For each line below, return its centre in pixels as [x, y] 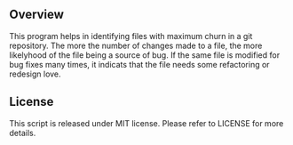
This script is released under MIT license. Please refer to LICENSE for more [146, 123]
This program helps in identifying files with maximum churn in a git [131, 36]
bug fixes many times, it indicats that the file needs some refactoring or [139, 64]
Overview [37, 15]
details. [23, 133]
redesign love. [35, 74]
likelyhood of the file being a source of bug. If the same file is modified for [145, 55]
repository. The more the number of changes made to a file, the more [136, 45]
